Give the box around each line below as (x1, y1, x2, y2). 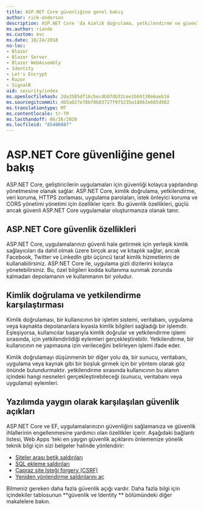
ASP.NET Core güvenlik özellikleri (6, 224, 137, 234)
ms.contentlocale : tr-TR (6, 110, 69, 117)
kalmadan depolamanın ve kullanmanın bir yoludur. (6, 273, 134, 280)
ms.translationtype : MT (6, 104, 67, 111)
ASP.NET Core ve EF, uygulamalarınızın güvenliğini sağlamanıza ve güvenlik (6, 423, 196, 430)
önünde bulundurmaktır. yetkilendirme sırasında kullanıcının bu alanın (6, 366, 179, 373)
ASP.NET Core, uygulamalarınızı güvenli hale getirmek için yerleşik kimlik (6, 240, 189, 248)
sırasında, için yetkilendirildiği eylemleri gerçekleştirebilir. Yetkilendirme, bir (6, 335, 194, 342)
